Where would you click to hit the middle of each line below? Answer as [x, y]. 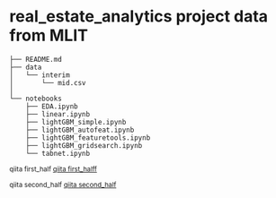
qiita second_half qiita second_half [63, 185]
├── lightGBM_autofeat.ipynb [80, 130]
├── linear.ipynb [58, 114]
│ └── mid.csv [48, 82]
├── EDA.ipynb [52, 106]
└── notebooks [36, 99]
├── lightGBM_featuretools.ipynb [88, 138]
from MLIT [49, 35]
